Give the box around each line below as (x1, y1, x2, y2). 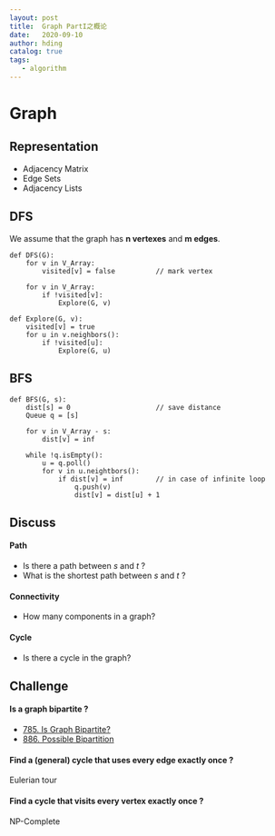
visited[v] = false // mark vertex (42, 266, 213, 275)
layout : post (9, 13, 59, 23)
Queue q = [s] (25, 411, 79, 420)
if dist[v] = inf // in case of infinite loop (57, 474, 266, 483)
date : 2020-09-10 (9, 30, 83, 39)
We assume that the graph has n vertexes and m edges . (9, 233, 221, 244)
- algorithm (21, 65, 67, 74)
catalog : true (9, 47, 64, 56)
